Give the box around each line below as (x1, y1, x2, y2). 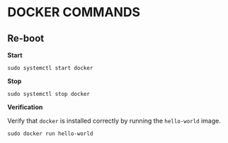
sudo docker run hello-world (7, 130, 93, 137)
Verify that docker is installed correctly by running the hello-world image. (7, 117, 222, 125)
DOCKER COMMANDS (7, 4, 140, 20)
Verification (7, 103, 43, 111)
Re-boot (7, 32, 45, 44)
